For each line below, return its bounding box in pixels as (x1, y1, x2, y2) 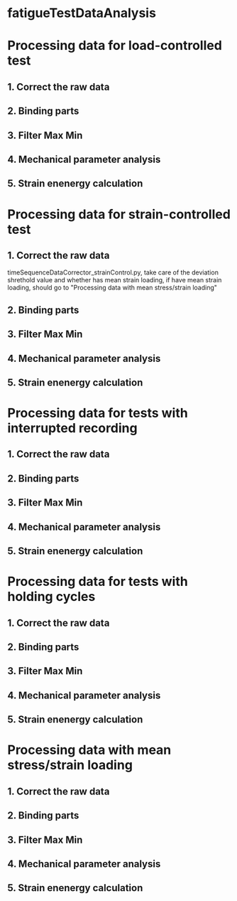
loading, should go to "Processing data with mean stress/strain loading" (7, 283, 218, 292)
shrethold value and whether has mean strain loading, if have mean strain (7, 276, 222, 284)
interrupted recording (7, 420, 138, 437)
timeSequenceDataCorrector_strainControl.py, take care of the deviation (7, 268, 219, 277)
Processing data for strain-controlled (7, 206, 231, 222)
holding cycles (7, 589, 96, 605)
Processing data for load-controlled (7, 38, 222, 54)
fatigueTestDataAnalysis (7, 5, 156, 21)
